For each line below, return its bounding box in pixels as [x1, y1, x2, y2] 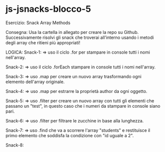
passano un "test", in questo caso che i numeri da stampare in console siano [5, 103, 161, 109]
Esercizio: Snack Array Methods [5, 20, 71, 26]
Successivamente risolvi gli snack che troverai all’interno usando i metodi [5, 34, 154, 40]
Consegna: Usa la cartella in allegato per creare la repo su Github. [5, 29, 139, 35]
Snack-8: [5, 142, 24, 148]
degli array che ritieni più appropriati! [5, 39, 81, 45]
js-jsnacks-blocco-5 [5, 3, 91, 15]
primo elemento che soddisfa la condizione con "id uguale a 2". [5, 132, 134, 138]
